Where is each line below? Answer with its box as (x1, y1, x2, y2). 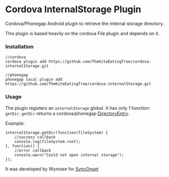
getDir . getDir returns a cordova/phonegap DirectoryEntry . (5, 110, 130, 116)
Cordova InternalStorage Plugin (5, 4, 142, 15)
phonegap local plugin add (5, 77, 63, 82)
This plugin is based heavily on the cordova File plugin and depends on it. (5, 30, 160, 36)
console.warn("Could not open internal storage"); (14, 152, 124, 158)
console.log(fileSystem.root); (14, 139, 81, 144)
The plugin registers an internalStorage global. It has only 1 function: (5, 105, 151, 111)
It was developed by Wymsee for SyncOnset (5, 166, 99, 172)
